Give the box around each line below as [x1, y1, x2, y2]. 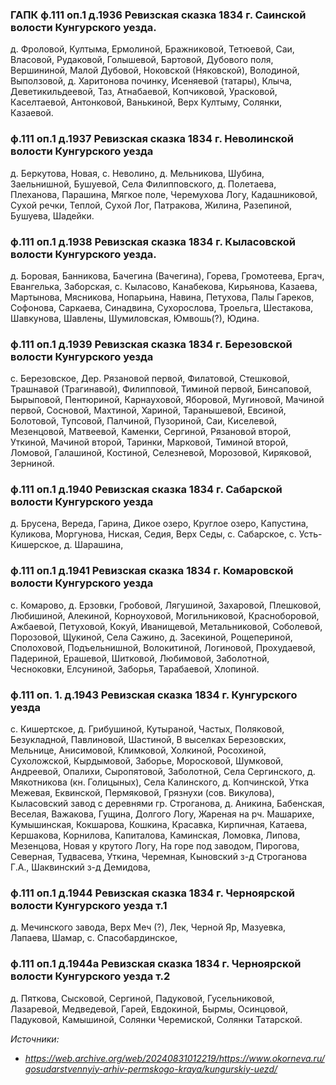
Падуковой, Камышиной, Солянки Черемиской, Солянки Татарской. [10, 1013, 303, 1025]
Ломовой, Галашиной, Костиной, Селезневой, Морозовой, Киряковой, [10, 447, 312, 459]
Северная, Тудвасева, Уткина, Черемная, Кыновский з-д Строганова [10, 851, 308, 863]
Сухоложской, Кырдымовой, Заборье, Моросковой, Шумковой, [10, 755, 284, 767]
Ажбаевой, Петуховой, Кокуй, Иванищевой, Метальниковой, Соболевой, [10, 620, 323, 632]
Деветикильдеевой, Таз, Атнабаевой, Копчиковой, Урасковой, [10, 86, 278, 98]
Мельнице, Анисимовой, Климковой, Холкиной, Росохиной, [10, 744, 267, 757]
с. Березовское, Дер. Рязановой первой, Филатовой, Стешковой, [10, 373, 290, 385]
